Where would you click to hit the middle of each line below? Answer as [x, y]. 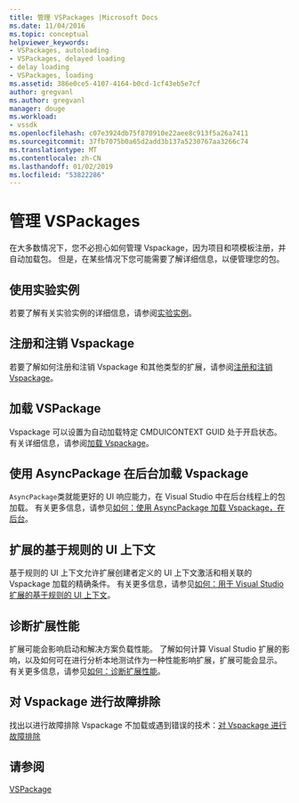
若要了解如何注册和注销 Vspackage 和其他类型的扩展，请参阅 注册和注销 [141, 367]
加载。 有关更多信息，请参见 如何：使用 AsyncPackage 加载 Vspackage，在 [147, 507]
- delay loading [39, 68]
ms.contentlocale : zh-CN [55, 158]
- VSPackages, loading [51, 76]
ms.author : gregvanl [48, 100]
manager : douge [37, 109]
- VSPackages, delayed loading [67, 59]
